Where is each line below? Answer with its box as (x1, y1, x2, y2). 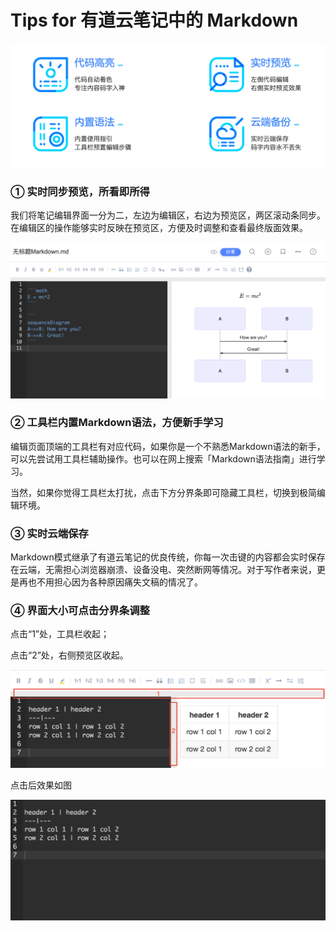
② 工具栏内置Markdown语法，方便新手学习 (10, 416, 224, 430)
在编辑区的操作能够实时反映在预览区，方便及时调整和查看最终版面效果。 (10, 222, 308, 234)
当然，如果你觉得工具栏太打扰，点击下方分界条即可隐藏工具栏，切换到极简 (10, 486, 317, 498)
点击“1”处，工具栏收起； (10, 628, 110, 640)
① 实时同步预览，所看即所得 (10, 184, 150, 198)
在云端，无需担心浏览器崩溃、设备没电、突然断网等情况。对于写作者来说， (10, 564, 317, 576)
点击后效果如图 (10, 779, 72, 791)
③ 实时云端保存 (10, 526, 89, 540)
